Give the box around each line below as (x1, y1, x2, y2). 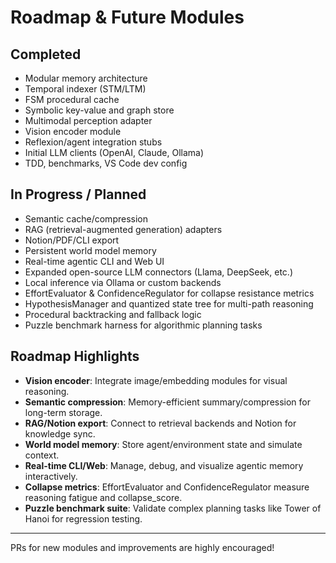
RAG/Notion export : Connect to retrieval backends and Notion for (24, 417, 297, 429)
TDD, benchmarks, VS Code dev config (24, 157, 188, 169)
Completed (10, 46, 82, 63)
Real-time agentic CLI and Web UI (24, 255, 165, 267)
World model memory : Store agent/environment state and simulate (24, 438, 303, 450)
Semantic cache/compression (24, 212, 148, 225)
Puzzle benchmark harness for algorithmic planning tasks (24, 319, 263, 331)
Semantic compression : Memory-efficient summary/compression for (24, 396, 312, 408)
